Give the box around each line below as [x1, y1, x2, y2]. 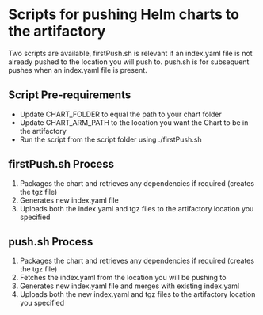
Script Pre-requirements [8, 89, 131, 102]
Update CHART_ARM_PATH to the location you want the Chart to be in [19, 117, 249, 127]
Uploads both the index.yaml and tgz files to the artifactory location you [19, 203, 254, 213]
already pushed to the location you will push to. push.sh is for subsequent [8, 57, 250, 66]
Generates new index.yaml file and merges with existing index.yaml [19, 281, 240, 290]
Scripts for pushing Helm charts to [8, 6, 240, 24]
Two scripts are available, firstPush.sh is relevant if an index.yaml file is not [8, 48, 253, 58]
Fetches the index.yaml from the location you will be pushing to [19, 273, 227, 283]
